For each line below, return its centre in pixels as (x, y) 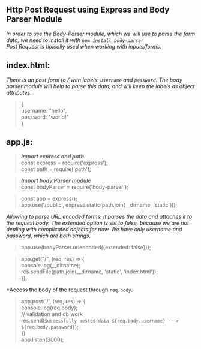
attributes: (19, 92)
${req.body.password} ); (50, 327)
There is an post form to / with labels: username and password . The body (94, 80)
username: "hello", (44, 110)
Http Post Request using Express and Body (88, 10)
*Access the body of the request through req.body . (70, 290)
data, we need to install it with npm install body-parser (75, 40)
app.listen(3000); (42, 340)
